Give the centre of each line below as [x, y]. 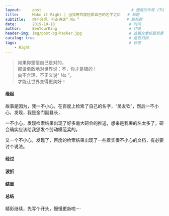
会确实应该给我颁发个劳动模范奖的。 [43, 129]
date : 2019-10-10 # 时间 [73, 24]
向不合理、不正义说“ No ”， [46, 75]
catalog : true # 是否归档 [77, 38]
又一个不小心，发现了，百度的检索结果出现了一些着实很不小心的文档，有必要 [84, 140]
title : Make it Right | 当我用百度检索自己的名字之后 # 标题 [72, 15]
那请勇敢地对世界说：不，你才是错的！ [57, 69]
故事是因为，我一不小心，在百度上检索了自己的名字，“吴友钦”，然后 [75, 106]
